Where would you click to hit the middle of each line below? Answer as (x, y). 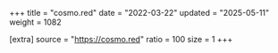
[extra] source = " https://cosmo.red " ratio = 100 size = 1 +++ (121, 39)
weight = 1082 (36, 22)
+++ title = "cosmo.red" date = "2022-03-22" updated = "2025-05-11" (139, 13)
